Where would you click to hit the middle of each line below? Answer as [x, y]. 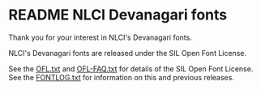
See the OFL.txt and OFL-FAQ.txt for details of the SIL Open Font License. [131, 69]
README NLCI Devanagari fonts [118, 15]
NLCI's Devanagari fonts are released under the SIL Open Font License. [128, 53]
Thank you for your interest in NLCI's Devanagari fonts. [100, 37]
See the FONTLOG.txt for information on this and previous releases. [122, 77]
